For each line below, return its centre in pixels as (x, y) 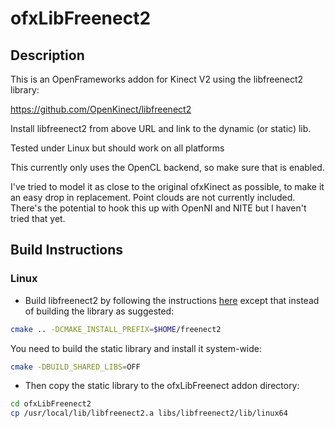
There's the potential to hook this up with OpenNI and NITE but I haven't (158, 208)
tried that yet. (38, 218)
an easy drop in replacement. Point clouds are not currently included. (153, 197)
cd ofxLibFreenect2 (51, 404)
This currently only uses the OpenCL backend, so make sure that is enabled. (167, 167)
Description (47, 55)
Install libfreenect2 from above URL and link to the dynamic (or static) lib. (161, 128)
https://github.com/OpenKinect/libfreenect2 (101, 109)
